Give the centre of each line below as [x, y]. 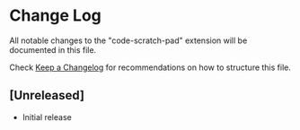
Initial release [47, 117]
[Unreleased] [47, 95]
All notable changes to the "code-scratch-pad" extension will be [128, 40]
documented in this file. [53, 49]
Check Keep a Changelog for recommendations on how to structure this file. [150, 67]
